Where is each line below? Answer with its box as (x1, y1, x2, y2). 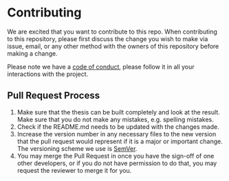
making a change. (7, 49, 58, 58)
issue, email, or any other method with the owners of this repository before (7, 42, 219, 50)
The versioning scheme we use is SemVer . (17, 144, 138, 152)
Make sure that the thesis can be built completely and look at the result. (17, 108, 220, 116)
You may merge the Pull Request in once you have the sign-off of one (17, 152, 215, 160)
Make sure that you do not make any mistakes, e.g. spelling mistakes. (17, 115, 215, 123)
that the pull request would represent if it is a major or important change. (17, 137, 223, 145)
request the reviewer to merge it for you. (17, 166, 132, 174)
